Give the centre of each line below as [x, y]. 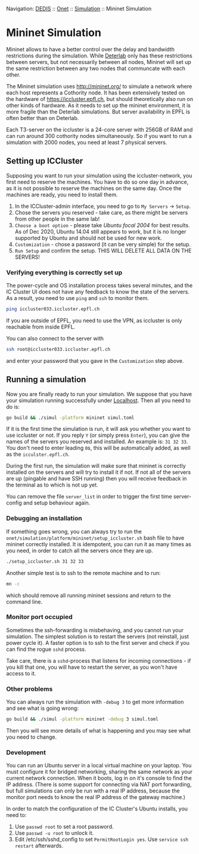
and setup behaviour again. [57, 503]
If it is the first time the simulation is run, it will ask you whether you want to [98, 429]
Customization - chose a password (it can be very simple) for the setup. [102, 244]
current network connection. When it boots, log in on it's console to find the [99, 778]
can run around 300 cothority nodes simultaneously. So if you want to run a [99, 136]
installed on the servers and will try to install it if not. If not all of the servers [99, 472]
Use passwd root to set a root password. [64, 827]
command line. [24, 602]
